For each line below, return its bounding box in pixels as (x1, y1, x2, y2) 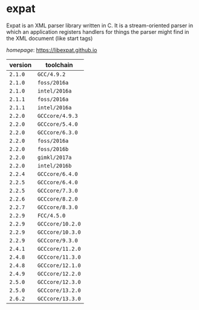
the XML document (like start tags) (6, 34, 93, 42)
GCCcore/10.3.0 (37, 228, 81, 236)
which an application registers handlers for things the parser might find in (6, 28, 189, 35)
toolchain (45, 60, 74, 69)
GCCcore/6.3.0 (37, 129, 78, 136)
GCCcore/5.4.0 (37, 120, 78, 128)
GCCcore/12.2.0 (37, 270, 81, 277)
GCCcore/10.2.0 (37, 220, 81, 227)
